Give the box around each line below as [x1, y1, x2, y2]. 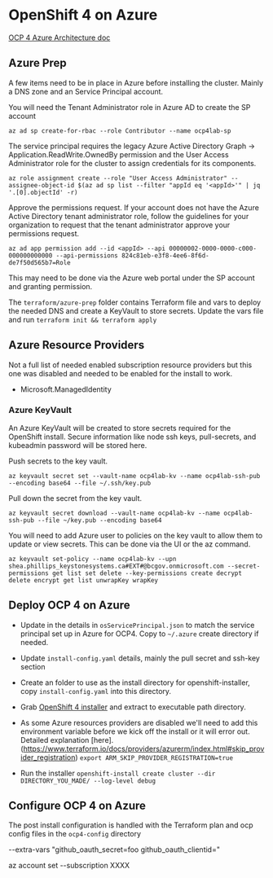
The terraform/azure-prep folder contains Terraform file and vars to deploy [8, 297, 262, 307]
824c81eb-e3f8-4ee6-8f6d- [121, 251, 209, 260]
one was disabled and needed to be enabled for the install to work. [8, 368, 233, 378]
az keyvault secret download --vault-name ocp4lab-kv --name [8, 509, 221, 517]
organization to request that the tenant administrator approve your [8, 220, 231, 230]
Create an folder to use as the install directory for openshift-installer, [20, 678, 250, 687]
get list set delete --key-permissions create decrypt [51, 569, 243, 577]
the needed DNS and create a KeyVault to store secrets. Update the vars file [8, 305, 264, 315]
